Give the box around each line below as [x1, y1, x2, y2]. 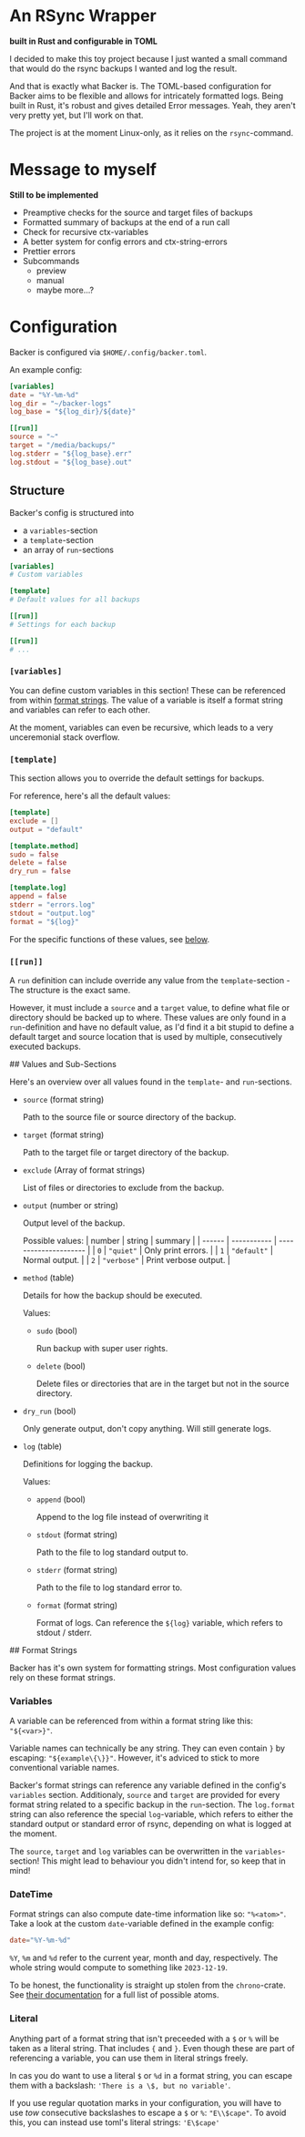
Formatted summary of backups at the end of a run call [22, 216, 230, 228]
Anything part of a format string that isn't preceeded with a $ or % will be [9, 2033, 280, 2044]
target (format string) [22, 1129, 105, 1140]
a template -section [22, 534, 94, 545]
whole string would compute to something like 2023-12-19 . [9, 1962, 228, 1973]
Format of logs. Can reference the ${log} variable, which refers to [36, 1617, 284, 1628]
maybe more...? [36, 284, 95, 295]
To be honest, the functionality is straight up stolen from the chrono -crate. [9, 1979, 286, 1991]
